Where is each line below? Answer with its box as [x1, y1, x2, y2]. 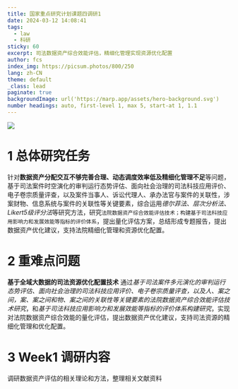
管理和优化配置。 [19, 322, 69, 330]
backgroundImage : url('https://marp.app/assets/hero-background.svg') [7, 96, 220, 103]
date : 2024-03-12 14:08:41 [7, 17, 87, 24]
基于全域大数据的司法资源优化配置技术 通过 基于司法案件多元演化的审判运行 [7, 277, 226, 286]
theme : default [7, 76, 52, 83]
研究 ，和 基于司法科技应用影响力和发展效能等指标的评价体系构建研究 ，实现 [13, 304, 230, 313]
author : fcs [7, 56, 42, 64]
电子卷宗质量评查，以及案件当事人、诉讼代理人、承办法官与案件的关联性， [7, 190, 224, 198]
